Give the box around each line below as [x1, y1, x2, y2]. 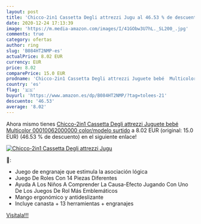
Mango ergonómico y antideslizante [14, 193, 103, 201]
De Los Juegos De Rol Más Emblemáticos [14, 187, 118, 194]
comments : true [6, 31, 44, 37]
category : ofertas [6, 37, 52, 43]
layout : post [6, 8, 39, 15]
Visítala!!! [6, 211, 29, 219]
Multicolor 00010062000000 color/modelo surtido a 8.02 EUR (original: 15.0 [6, 127, 193, 134]
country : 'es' [6, 82, 42, 88]
